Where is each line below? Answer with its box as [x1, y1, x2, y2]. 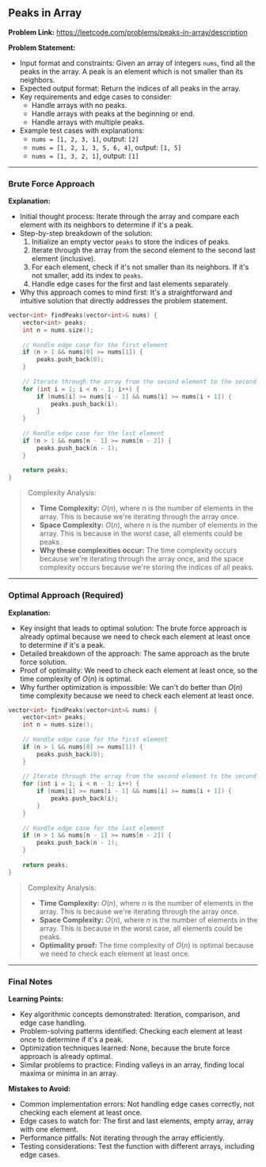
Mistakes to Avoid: [8, 1084, 71, 1093]
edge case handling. [19, 1018, 87, 1027]
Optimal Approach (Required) [8, 590, 124, 601]
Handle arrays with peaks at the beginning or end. [31, 109, 196, 118]
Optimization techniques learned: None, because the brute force [19, 1043, 230, 1053]
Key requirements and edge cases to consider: [19, 91, 173, 102]
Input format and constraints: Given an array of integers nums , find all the [19, 58, 256, 67]
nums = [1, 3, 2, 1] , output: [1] [31, 151, 139, 160]
